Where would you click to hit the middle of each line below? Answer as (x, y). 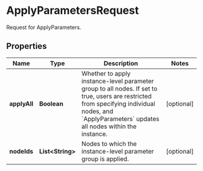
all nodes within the (109, 126)
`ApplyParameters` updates (120, 118)
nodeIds (21, 151)
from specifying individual (118, 103)
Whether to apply (106, 73)
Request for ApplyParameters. (44, 27)
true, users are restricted (117, 96)
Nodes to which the (109, 144)
